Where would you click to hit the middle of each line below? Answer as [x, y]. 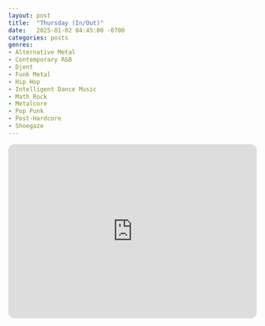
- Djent [21, 67]
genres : [21, 45]
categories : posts [38, 38]
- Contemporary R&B [40, 60]
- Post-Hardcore [35, 119]
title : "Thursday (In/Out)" [56, 23]
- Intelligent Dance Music [52, 89]
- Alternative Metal [42, 52]
